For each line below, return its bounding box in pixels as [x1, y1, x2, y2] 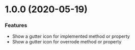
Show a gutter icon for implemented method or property [12, 33, 130, 39]
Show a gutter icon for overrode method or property [12, 39, 122, 45]
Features [5, 22, 28, 29]
